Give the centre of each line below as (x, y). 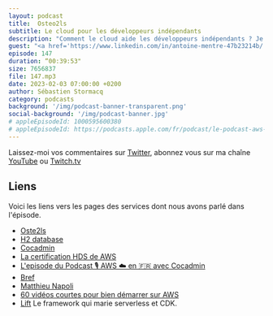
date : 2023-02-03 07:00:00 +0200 (65, 84)
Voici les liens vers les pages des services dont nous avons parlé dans (127, 206)
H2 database (41, 239)
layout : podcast (36, 16)
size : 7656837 (32, 69)
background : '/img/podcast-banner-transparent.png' (97, 106)
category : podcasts (41, 99)
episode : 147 (30, 54)
